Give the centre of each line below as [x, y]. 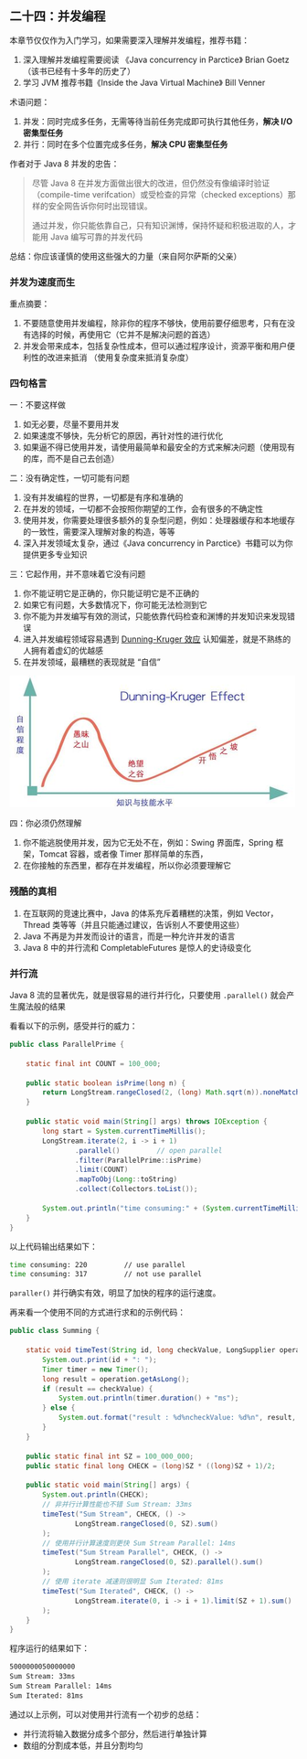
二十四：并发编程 [58, 16]
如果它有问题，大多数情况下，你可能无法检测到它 [115, 605]
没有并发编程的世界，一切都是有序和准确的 [103, 497]
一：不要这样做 [37, 405]
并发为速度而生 [42, 282]
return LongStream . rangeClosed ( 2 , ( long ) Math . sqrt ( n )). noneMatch [171, 1093]
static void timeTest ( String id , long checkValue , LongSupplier [151, 1350]
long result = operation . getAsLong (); [116, 1379]
